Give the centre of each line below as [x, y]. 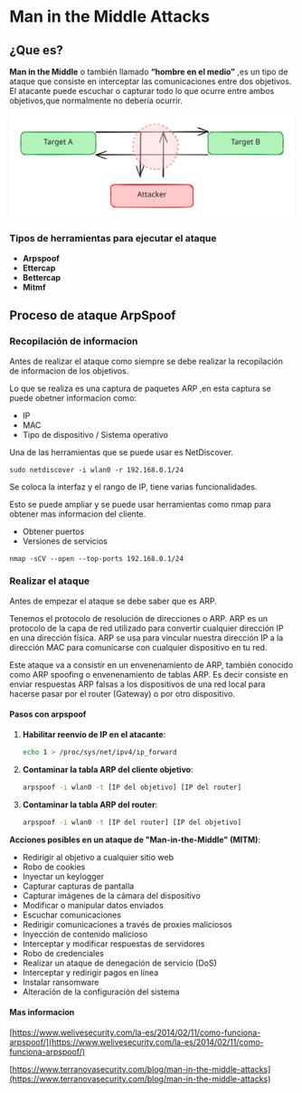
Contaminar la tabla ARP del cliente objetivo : [108, 769]
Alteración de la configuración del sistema [101, 992]
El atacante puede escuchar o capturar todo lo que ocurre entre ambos [142, 91]
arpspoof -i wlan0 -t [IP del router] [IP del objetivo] [132, 822]
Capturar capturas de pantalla [78, 886]
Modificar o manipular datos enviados [93, 905]
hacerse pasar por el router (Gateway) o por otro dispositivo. [123, 693]
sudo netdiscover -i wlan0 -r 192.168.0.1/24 [96, 470]
